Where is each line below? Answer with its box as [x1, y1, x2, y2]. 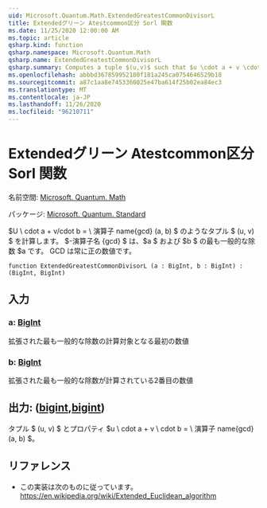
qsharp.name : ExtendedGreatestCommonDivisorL [8, 57, 161, 64]
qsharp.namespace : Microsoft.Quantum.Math [8, 49, 151, 57]
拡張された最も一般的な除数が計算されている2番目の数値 [8, 375, 194, 385]
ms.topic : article [8, 33, 69, 42]
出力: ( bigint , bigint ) [8, 401, 106, 415]
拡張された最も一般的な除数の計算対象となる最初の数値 [8, 336, 189, 346]
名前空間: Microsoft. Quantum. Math [8, 192, 126, 201]
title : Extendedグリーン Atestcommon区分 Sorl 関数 [8, 19, 173, 27]
